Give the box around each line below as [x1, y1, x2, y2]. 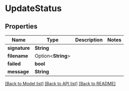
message [7, 68, 29, 75]
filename [7, 53, 29, 59]
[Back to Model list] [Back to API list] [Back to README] [5, 81, 116, 86]
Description [75, 37, 103, 43]
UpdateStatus [5, 3, 62, 14]
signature [7, 45, 30, 51]
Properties [5, 22, 38, 30]
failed [7, 61, 21, 67]
